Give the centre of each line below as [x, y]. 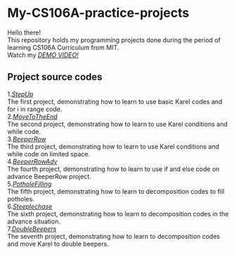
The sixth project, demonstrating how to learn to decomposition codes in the [118, 213]
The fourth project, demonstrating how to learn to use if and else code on [113, 169]
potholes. [21, 199]
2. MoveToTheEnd [32, 116]
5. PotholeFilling [29, 184]
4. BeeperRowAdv [32, 161]
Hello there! [24, 32]
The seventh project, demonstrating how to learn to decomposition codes [113, 236]
